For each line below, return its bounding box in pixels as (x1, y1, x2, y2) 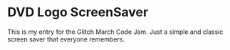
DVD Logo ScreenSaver (7, 4, 149, 20)
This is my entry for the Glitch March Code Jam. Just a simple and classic (7, 27, 224, 36)
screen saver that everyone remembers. (7, 35, 125, 43)
